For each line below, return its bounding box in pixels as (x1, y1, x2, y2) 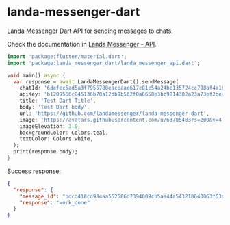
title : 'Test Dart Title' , (19, 97, 97, 105)
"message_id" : (19, 193, 60, 200)
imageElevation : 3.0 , (19, 122, 81, 130)
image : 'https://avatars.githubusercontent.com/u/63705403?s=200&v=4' (19, 116, 225, 123)
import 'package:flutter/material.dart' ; (7, 53, 127, 60)
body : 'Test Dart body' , (19, 104, 90, 111)
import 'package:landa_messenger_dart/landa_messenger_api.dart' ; (7, 59, 201, 66)
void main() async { (7, 72, 66, 79)
